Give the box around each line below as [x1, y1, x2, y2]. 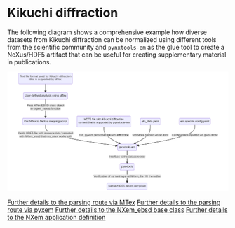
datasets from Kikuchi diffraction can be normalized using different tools [7, 35, 217, 43]
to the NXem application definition [7, 213, 106, 222]
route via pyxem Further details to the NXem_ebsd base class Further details [7, 206, 228, 214]
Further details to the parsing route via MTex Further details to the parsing [7, 198, 221, 207]
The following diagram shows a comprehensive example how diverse [7, 28, 207, 36]
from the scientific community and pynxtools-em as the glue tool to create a [7, 43, 224, 51]
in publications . [7, 57, 51, 66]
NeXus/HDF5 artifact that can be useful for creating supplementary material [7, 50, 227, 59]
